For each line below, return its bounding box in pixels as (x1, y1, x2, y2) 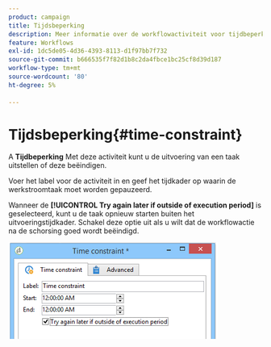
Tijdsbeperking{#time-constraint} (8, 125, 243, 144)
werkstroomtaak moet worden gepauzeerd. (8, 185, 152, 194)
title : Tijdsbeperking (8, 21, 85, 30)
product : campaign (8, 13, 70, 21)
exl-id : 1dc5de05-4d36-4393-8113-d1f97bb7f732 (8, 47, 168, 56)
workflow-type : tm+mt (8, 65, 81, 73)
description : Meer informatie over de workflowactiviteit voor (8, 30, 226, 38)
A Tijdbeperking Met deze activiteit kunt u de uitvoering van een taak (8, 152, 240, 161)
